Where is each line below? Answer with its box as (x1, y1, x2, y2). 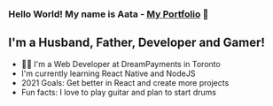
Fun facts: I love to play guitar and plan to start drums (20, 87, 216, 97)
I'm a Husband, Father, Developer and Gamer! (8, 35, 265, 50)
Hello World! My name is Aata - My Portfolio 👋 (8, 8, 209, 20)
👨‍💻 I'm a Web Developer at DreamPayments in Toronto (20, 58, 221, 69)
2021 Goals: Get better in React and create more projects (20, 77, 230, 87)
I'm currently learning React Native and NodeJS (20, 68, 196, 79)
